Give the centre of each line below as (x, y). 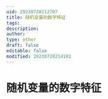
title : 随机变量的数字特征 (36, 17)
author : (16, 34)
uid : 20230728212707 (32, 12)
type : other (21, 40)
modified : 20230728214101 (39, 56)
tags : (13, 23)
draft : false (23, 46)
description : (23, 28)
